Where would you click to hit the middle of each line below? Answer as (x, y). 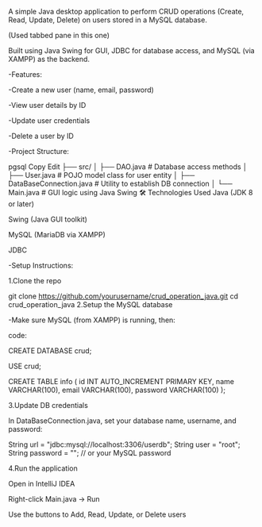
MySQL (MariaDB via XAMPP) (57, 235)
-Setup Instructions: (41, 265)
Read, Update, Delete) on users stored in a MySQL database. (108, 20)
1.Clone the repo (35, 281)
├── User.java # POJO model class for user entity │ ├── (102, 175)
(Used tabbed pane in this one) (59, 35)
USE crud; (25, 366)
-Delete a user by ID (41, 136)
